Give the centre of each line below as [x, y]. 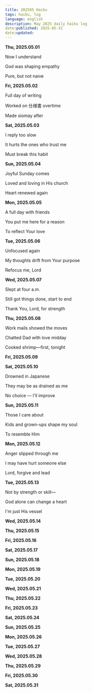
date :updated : [20, 33]
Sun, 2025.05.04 [23, 164]
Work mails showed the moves [36, 328]
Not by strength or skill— [30, 492]
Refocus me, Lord [23, 270]
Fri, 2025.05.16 [21, 540]
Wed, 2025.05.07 [23, 280]
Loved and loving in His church [37, 183]
